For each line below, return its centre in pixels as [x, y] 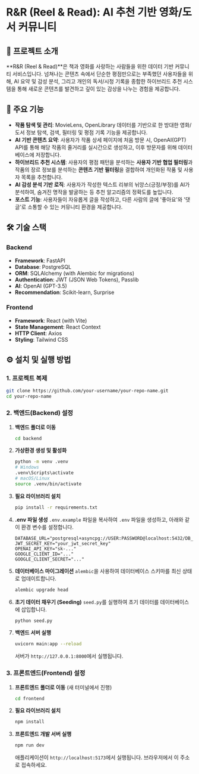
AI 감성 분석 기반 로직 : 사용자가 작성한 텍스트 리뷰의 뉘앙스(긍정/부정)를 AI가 [102, 184]
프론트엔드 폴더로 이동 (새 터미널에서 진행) [63, 687]
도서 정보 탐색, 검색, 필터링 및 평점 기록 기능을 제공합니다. [81, 132]
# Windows [27, 468]
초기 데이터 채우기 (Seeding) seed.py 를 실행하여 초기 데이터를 [87, 602]
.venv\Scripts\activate [44, 473]
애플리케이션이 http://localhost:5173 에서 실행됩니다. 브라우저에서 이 [97, 757]
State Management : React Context [58, 327]
